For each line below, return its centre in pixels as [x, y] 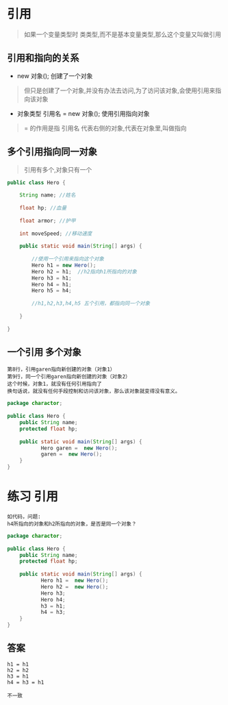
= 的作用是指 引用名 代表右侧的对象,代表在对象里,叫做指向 [105, 128]
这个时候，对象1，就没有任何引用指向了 [55, 384]
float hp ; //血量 [43, 208]
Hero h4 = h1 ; [52, 284]
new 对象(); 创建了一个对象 [55, 75]
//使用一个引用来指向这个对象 [68, 259]
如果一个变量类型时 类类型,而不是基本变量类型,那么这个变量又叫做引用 [122, 34]
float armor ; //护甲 [48, 221]
